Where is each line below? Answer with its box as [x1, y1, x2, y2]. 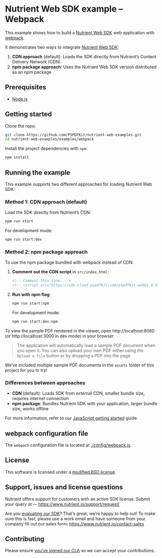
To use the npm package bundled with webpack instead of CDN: [5, 259, 134, 265]
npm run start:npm [12, 301, 49, 306]
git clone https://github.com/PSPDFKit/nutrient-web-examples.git [5, 132, 142, 137]
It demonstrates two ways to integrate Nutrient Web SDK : [5, 44, 119, 50]
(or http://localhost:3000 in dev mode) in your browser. [5, 333, 115, 339]
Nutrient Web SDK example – [5, 3, 123, 15]
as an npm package [12, 69, 52, 75]
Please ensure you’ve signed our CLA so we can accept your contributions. [5, 548, 155, 554]
